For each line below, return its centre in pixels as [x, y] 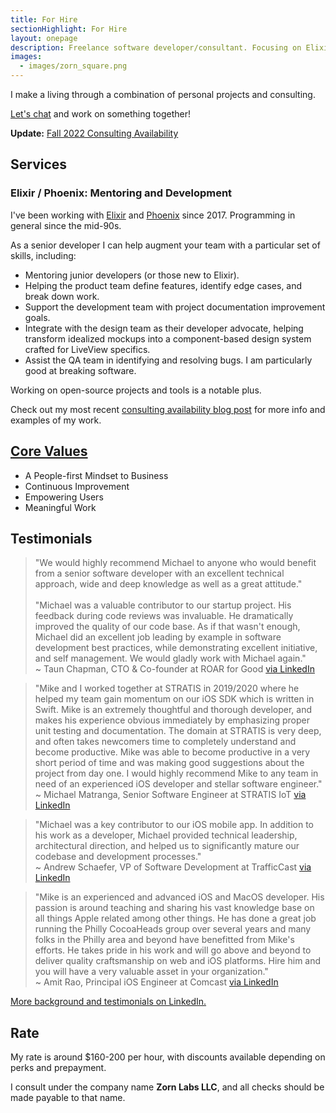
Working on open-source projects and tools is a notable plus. [136, 390]
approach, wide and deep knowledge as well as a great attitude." [168, 584]
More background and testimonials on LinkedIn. [108, 1002]
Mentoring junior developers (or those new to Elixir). [132, 275]
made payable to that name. [68, 1098]
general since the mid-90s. [66, 225]
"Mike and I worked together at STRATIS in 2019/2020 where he [167, 688]
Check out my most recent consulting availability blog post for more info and [168, 409]
